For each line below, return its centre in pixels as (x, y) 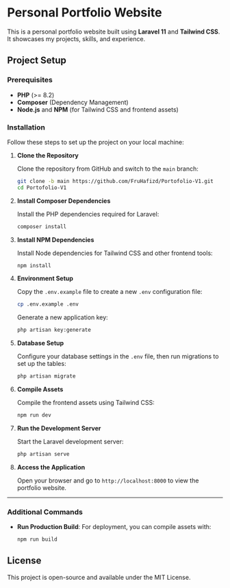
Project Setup (37, 61)
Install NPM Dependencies (55, 240)
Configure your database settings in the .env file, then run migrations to (118, 356)
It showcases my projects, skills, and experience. (76, 38)
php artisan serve (43, 454)
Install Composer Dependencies (64, 201)
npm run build (37, 539)
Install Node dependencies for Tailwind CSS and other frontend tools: (115, 253)
